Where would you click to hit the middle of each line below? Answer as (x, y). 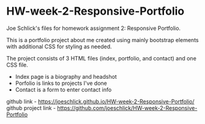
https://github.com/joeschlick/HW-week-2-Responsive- (127, 108)
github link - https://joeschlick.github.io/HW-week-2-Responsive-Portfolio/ (100, 101)
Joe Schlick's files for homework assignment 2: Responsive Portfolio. (94, 28)
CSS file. (17, 65)
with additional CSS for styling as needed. (59, 46)
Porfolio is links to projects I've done (61, 83)
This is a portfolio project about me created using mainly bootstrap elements (102, 40)
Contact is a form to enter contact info (63, 89)
